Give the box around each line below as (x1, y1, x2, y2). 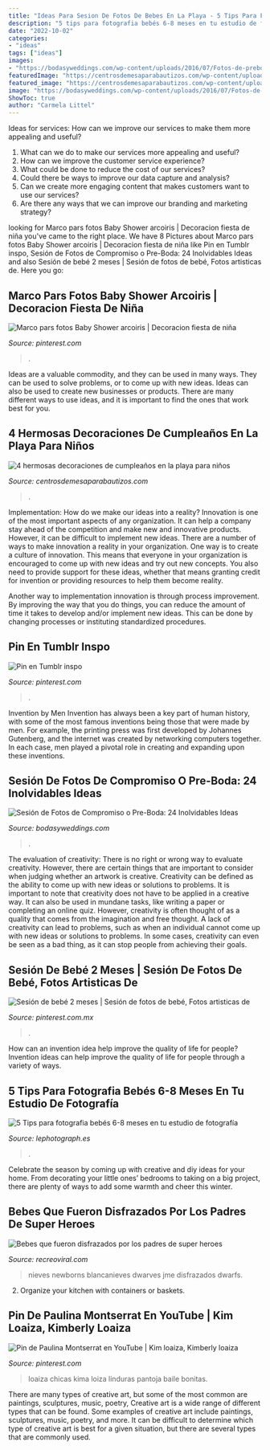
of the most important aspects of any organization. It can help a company (8, 516, 252, 525)
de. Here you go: (8, 266, 64, 276)
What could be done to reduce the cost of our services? (19, 165, 206, 174)
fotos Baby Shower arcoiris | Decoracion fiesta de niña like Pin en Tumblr (8, 240, 250, 250)
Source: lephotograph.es (8, 1133, 91, 1143)
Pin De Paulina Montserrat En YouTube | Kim (8, 1309, 234, 1322)
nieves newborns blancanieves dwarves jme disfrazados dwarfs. (27, 1270, 243, 1280)
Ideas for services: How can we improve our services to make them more (8, 124, 251, 133)
